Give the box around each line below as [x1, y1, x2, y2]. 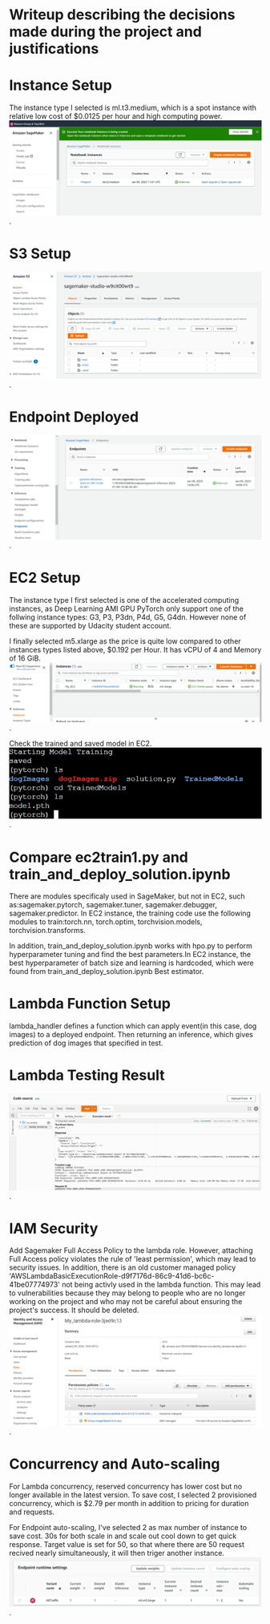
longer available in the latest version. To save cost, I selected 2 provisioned [9, 1490, 257, 1500]
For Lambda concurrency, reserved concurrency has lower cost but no [9, 1481, 243, 1492]
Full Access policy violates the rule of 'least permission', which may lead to [9, 1254, 256, 1264]
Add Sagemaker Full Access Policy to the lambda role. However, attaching [9, 1246, 253, 1255]
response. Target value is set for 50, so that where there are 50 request [9, 1540, 245, 1549]
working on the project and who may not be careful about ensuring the [9, 1297, 243, 1307]
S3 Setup [9, 244, 71, 262]
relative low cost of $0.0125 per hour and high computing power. [9, 111, 223, 121]
